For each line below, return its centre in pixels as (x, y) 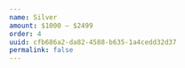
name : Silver (33, 17)
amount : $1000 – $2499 (51, 26)
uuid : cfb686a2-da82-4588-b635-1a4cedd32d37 (93, 42)
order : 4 (25, 34)
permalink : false (41, 50)
